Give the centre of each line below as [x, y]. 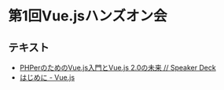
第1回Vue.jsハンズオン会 [88, 16]
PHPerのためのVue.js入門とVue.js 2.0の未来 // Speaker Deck [118, 68]
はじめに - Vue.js [47, 77]
